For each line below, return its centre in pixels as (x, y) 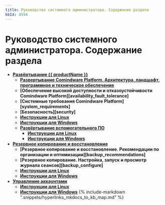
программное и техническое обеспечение (67, 85)
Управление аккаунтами (40, 181)
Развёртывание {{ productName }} (50, 75)
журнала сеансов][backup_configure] (61, 165)
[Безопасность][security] (48, 112)
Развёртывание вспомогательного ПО (62, 128)
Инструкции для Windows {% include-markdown (72, 192)
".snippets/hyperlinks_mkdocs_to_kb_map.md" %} (72, 197)
